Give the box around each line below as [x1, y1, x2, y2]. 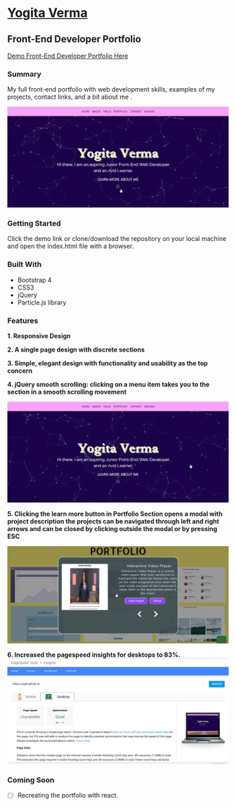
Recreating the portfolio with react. [17, 791, 119, 800]
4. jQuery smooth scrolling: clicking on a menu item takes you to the [7, 380, 210, 389]
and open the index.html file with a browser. [7, 242, 134, 251]
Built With [7, 259, 42, 269]
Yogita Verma [7, 5, 88, 21]
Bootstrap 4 [17, 275, 52, 284]
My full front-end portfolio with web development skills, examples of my [7, 85, 216, 94]
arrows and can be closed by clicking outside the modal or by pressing [7, 524, 218, 533]
